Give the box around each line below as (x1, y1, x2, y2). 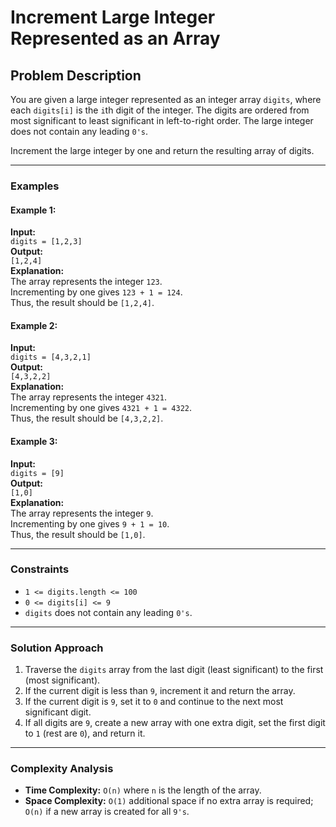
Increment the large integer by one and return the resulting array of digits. (10, 145, 315, 156)
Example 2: (10, 319, 58, 331)
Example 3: (10, 435, 58, 447)
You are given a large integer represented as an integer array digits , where (10, 94, 322, 105)
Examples (10, 179, 60, 193)
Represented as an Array (10, 27, 221, 50)
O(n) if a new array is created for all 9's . (24, 806, 190, 818)
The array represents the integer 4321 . (10, 391, 167, 403)
